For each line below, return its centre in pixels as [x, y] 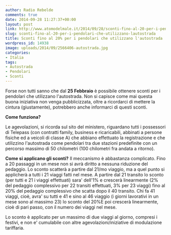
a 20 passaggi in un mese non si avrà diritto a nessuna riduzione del [77, 164]
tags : [11, 62]
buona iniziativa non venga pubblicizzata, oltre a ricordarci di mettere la [80, 101]
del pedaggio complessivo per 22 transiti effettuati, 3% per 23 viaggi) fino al [85, 185]
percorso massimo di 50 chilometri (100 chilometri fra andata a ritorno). [80, 148]
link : [11, 29]
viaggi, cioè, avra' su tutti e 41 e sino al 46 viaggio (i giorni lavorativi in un [82, 196]
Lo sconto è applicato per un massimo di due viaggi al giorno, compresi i [81, 217]
